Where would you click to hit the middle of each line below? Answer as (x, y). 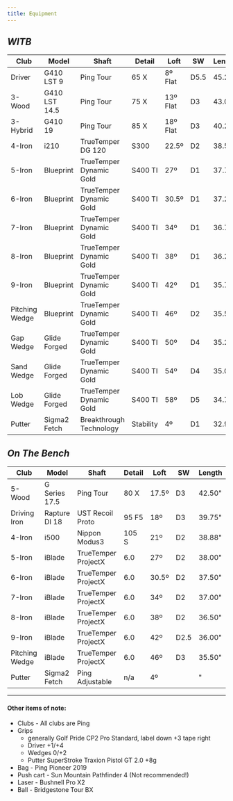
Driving (23, 513)
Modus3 (91, 542)
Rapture (57, 513)
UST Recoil (95, 513)
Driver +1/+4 (45, 745)
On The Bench (38, 453)
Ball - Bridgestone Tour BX (55, 790)
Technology (100, 428)
